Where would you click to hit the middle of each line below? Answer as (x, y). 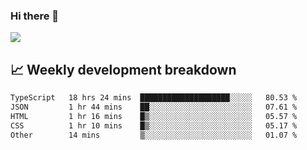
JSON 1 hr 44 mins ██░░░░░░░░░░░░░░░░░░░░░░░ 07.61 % (154, 107)
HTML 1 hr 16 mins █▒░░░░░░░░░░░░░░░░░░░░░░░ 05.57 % (154, 116)
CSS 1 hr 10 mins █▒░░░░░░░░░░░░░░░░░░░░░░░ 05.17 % (154, 125)
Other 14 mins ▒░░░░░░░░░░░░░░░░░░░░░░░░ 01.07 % (154, 135)
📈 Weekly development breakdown (123, 69)
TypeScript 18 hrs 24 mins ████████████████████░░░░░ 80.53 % (154, 98)
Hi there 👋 (35, 16)
